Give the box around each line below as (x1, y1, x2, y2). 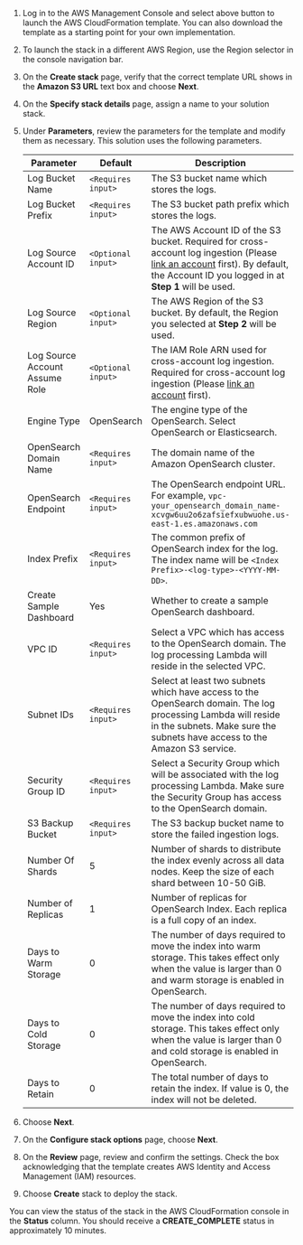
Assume (26, 372, 62, 384)
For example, (151, 490, 207, 501)
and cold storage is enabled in (151, 1045, 280, 1057)
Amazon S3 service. (151, 743, 237, 754)
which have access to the (151, 686, 260, 698)
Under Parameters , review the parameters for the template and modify (22, 126, 286, 136)
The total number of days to (151, 1071, 269, 1083)
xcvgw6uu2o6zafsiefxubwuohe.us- (151, 510, 290, 520)
